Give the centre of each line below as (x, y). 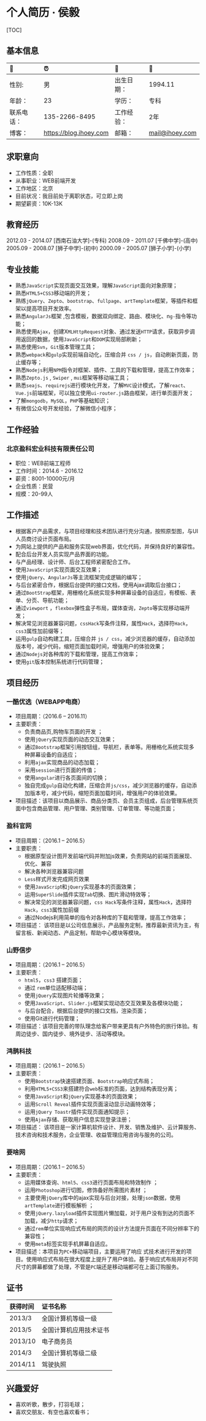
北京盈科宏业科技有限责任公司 (51, 448)
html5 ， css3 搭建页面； (54, 980)
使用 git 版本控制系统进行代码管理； (60, 662)
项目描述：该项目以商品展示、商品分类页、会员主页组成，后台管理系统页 (106, 801)
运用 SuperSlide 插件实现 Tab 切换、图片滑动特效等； (88, 894)
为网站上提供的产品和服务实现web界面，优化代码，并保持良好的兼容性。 (106, 546)
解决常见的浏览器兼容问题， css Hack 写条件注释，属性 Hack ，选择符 (108, 902)
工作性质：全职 (34, 173)
